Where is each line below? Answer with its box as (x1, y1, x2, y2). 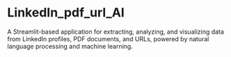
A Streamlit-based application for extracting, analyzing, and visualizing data (7, 27, 225, 36)
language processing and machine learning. (7, 42, 134, 50)
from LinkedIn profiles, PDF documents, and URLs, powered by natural (7, 34, 209, 43)
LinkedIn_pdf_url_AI (7, 5, 125, 21)
